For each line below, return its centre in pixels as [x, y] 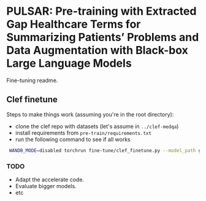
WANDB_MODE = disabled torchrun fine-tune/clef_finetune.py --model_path [102, 150]
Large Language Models [69, 63]
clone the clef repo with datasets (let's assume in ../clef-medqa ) [97, 126]
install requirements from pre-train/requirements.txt [83, 132]
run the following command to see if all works [73, 139]
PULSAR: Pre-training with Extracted [101, 11]
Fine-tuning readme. [32, 80]
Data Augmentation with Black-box [97, 51]
